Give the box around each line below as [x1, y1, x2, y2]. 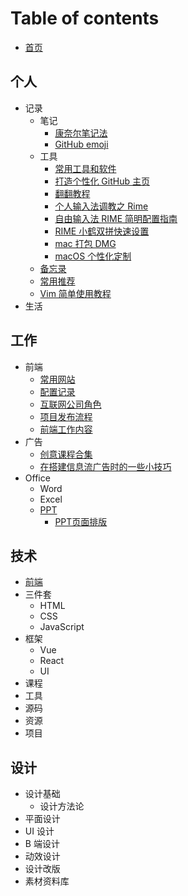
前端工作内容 [39, 423, 93, 435]
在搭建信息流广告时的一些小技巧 [39, 460, 172, 472]
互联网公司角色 [39, 398, 102, 410]
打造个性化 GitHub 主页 [54, 175, 150, 187]
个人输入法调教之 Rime [54, 200, 149, 212]
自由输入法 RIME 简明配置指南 [54, 212, 178, 224]
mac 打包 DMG [54, 237, 117, 249]
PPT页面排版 [54, 515, 108, 527]
